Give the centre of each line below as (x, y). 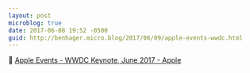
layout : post (30, 15)
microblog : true (35, 23)
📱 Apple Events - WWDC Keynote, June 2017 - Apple (95, 60)
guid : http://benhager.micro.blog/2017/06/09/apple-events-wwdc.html (126, 38)
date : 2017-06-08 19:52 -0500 (58, 30)
